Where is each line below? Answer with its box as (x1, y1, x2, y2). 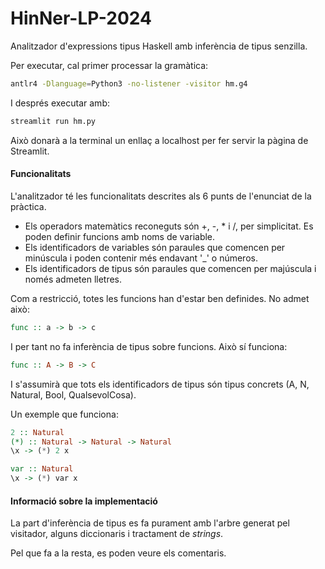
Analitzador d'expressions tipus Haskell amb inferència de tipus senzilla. (10, 40, 308, 52)
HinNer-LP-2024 (10, 7, 152, 30)
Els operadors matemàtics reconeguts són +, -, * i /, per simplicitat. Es (24, 220, 314, 232)
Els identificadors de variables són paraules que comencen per (24, 241, 286, 253)
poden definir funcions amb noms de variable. (24, 230, 216, 242)
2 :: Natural (10, 427, 65, 437)
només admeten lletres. (24, 273, 123, 285)
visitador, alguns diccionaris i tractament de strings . (10, 528, 224, 540)
